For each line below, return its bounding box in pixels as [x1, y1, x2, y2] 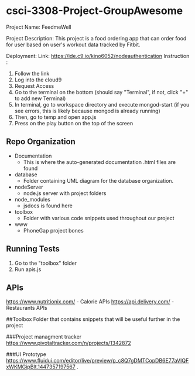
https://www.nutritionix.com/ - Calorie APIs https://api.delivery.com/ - [6, 298, 175, 305]
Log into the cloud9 [14, 76, 62, 83]
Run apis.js [14, 265, 42, 273]
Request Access [14, 82, 54, 89]
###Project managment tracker [6, 333, 82, 340]
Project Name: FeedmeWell [6, 23, 71, 30]
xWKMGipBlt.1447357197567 [6, 363, 76, 370]
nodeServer [14, 183, 43, 190]
